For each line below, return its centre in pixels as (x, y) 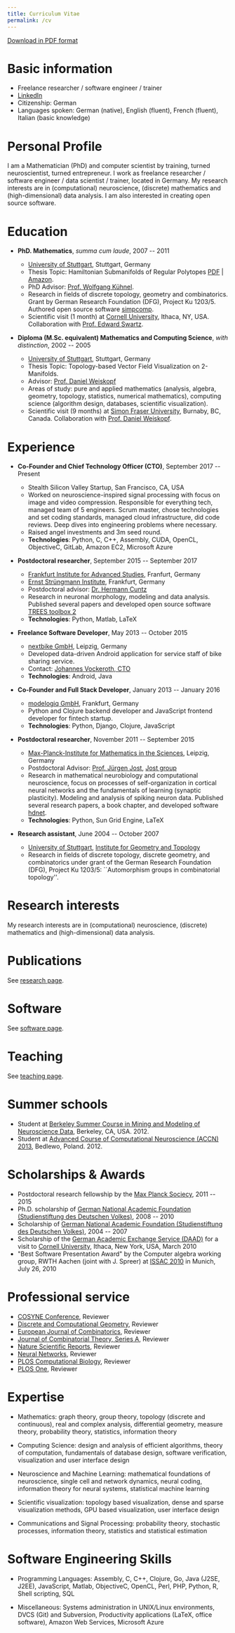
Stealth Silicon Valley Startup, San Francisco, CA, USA (106, 487)
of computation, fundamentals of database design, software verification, (122, 1452)
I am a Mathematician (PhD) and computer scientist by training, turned (109, 166)
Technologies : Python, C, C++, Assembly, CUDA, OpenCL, (113, 540)
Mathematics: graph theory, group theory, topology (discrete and (111, 1417)
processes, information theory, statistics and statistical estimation (112, 1530)
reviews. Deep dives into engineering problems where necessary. (122, 525)
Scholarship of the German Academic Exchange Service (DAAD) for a (118, 1239)
